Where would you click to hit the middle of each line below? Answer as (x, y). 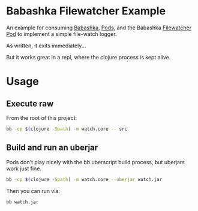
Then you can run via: (33, 191)
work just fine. (24, 168)
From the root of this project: (42, 117)
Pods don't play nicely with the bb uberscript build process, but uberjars (95, 162)
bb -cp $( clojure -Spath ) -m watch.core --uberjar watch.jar (84, 179)
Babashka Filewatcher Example (86, 11)
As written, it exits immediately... (46, 46)
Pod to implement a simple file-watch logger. (61, 34)
